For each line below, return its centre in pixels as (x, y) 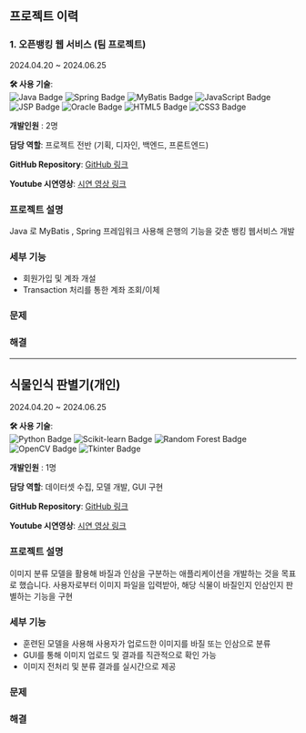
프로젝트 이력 (44, 16)
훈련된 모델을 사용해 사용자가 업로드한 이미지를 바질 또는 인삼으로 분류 (147, 643)
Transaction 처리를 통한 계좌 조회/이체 (91, 290)
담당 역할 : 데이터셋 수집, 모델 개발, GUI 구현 (87, 487)
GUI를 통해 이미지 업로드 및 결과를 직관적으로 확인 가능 (119, 655)
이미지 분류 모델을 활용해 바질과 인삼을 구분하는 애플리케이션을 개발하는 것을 (144, 573)
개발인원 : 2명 (34, 125)
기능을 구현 (53, 596)
